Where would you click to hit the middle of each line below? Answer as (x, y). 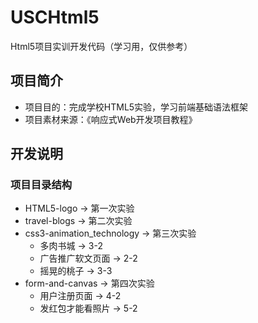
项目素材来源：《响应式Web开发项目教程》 (111, 119)
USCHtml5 (55, 17)
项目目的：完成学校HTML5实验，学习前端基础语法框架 (136, 107)
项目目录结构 (41, 185)
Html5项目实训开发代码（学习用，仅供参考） (101, 46)
